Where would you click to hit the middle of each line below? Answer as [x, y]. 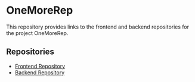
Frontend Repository [40, 66]
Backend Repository [40, 72]
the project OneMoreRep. [37, 33]
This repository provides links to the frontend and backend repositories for [98, 27]
